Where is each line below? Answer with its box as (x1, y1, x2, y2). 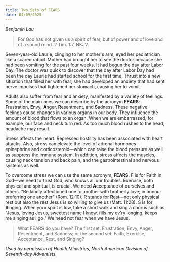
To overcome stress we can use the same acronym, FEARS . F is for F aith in (5, 172, 162, 178)
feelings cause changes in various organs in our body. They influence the (5, 109, 158, 116)
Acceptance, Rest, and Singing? (17, 236, 84, 242)
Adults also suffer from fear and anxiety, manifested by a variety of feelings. (5, 93, 164, 99)
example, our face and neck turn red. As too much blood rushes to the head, (5, 120, 165, 126)
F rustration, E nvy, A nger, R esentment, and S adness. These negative (5, 104, 148, 110)
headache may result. (5, 125, 51, 132)
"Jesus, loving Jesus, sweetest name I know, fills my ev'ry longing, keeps (5, 210, 158, 216)
